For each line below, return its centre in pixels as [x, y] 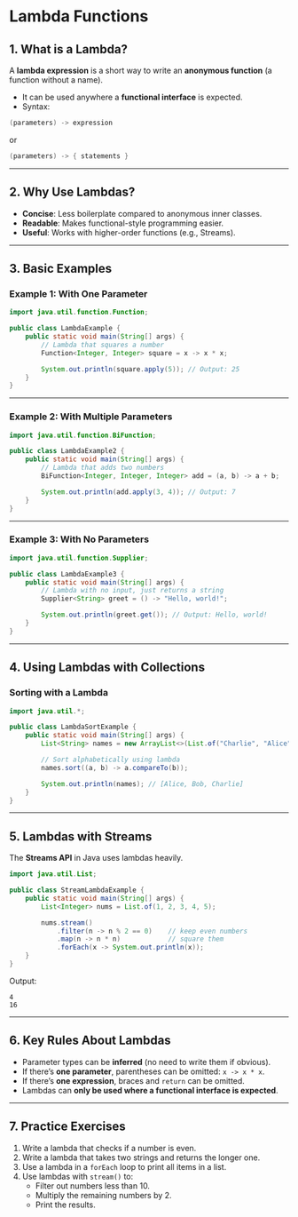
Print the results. [65, 1205]
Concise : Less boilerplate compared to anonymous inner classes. [142, 213]
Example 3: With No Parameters [79, 539]
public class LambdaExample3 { [67, 574]
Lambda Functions [79, 16]
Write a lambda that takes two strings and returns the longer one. [141, 1157]
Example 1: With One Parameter [78, 293]
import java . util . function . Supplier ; [79, 558]
